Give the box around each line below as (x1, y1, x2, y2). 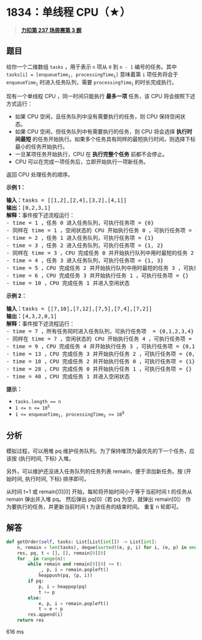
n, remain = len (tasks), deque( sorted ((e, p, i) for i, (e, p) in (17, 544, 187, 550)
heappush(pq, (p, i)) (38, 573, 93, 579)
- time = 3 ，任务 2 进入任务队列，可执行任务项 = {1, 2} (6, 242, 164, 249)
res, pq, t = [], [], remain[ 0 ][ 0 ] (17, 550, 106, 556)
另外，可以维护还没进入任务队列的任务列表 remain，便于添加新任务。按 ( (6, 468, 186, 475)
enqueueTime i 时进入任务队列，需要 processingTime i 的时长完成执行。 (6, 79, 177, 87)
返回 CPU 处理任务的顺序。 (6, 171, 73, 178)
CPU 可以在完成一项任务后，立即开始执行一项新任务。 (14, 158, 149, 165)
